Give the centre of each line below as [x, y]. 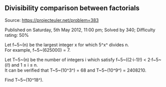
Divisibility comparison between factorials [72, 8]
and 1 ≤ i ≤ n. [24, 65]
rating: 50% [17, 35]
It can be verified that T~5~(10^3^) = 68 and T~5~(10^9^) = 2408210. [75, 70]
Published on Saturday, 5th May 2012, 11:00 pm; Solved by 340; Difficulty [80, 30]
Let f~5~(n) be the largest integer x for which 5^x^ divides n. [67, 45]
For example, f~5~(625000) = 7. [38, 50]
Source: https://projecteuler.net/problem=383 [52, 20]
